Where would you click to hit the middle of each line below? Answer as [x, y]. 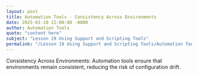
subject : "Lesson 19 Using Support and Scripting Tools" [77, 39]
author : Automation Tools [38, 28]
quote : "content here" [34, 33]
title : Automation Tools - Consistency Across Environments [82, 17]
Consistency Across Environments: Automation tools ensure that [84, 61]
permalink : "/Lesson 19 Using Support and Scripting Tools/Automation [95, 44]
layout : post [22, 11]
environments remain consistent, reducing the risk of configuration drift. [93, 67]
